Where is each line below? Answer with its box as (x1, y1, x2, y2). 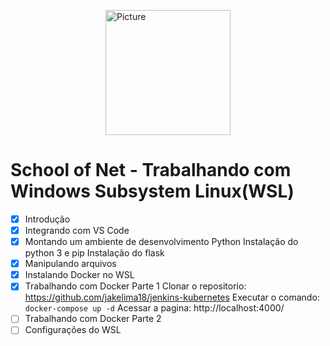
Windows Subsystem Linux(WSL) (10, 180, 295, 203)
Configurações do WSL (24, 324, 122, 336)
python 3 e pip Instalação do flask (24, 247, 165, 259)
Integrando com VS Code (24, 225, 130, 236)
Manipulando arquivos (24, 258, 117, 270)
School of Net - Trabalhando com (10, 159, 292, 182)
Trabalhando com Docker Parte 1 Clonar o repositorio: (24, 280, 247, 292)
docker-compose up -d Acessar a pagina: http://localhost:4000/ (24, 302, 285, 314)
